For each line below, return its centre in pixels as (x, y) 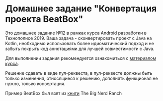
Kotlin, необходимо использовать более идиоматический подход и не (80, 43)
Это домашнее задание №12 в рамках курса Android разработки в (76, 33)
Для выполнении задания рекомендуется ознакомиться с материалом (81, 58)
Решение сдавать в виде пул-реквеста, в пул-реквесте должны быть (79, 73)
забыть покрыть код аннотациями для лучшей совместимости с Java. (80, 49)
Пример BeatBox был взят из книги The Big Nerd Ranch (63, 93)
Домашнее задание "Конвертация (81, 9)
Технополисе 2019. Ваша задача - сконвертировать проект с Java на (79, 38)
